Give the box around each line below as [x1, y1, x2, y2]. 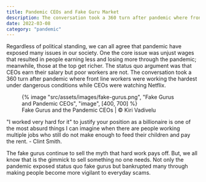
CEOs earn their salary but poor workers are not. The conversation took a [6, 68, 192, 76]
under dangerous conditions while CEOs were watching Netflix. [6, 82, 167, 89]
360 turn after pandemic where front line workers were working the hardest [6, 75, 197, 82]
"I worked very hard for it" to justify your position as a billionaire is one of [6, 118, 191, 126]
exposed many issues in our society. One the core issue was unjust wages [6, 49, 194, 57]
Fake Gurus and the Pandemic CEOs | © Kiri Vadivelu [21, 106, 156, 114]
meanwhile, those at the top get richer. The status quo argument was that [6, 62, 192, 70]
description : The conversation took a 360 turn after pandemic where [6, 15, 188, 21]
